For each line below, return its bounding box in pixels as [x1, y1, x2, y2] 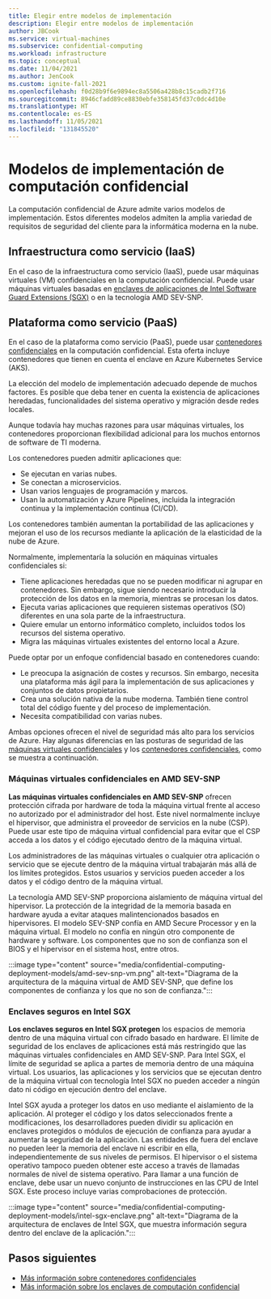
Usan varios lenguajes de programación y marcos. [19, 486, 188, 496]
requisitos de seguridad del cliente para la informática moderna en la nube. [8, 221, 259, 231]
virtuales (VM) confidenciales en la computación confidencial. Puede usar [8, 275, 255, 285]
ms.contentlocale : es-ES [8, 110, 92, 118]
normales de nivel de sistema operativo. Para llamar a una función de [8, 1169, 239, 1179]
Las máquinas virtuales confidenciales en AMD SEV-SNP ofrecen [8, 792, 232, 802]
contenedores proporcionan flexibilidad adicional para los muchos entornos [8, 429, 260, 439]
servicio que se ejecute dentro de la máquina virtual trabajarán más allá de [8, 859, 257, 869]
